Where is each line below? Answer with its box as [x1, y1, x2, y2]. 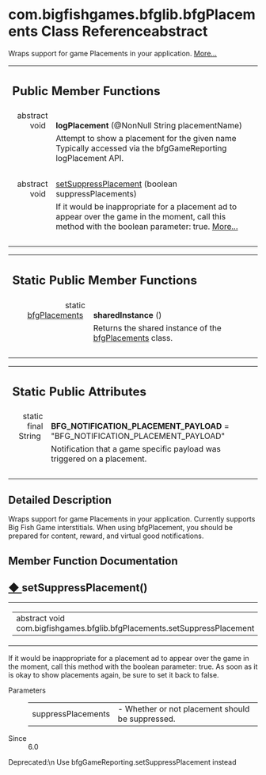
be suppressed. [117, 713, 176, 724]
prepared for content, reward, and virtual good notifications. [8, 531, 204, 540]
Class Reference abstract [40, 22, 208, 40]
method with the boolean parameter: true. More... [55, 221, 238, 232]
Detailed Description [8, 493, 112, 506]
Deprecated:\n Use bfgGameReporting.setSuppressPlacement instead [8, 758, 237, 767]
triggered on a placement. [51, 453, 147, 464]
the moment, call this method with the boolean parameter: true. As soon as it [8, 662, 258, 671]
